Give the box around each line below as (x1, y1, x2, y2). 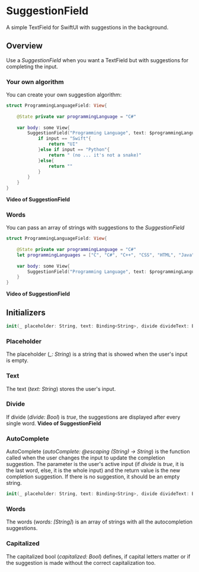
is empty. (6, 357, 28, 364)
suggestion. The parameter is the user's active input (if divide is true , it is (6, 461, 185, 468)
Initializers (6, 307, 46, 317)
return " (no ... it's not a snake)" (48, 152, 142, 158)
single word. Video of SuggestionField (6, 419, 102, 427)
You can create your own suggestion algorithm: (6, 91, 122, 98)
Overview (6, 41, 43, 51)
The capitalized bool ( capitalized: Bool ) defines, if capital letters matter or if (6, 552, 191, 560)
